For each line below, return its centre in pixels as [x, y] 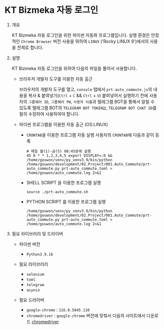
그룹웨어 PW [61, 102]
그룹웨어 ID [38, 102]
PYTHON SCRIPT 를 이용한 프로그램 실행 [66, 201]
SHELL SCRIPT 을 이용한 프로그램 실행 [64, 182]
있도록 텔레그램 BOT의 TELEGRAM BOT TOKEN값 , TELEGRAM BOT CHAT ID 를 [88, 108]
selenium [35, 274]
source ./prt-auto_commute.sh [57, 192]
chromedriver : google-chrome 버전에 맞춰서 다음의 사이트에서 [86, 315]
